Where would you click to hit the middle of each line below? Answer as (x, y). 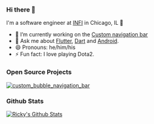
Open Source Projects (39, 72)
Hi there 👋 (21, 10)
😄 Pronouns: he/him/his (45, 47)
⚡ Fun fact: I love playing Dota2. (55, 54)
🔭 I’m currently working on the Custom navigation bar (81, 34)
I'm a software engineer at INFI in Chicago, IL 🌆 (65, 23)
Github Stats (25, 101)
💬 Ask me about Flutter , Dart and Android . (67, 41)
